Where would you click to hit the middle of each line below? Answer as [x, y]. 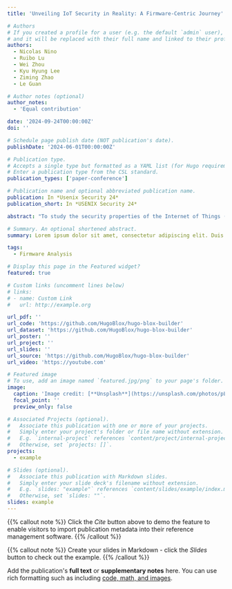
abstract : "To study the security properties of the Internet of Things [114, 216]
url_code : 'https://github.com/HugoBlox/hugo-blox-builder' [96, 324]
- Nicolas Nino [35, 52]
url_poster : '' [29, 336]
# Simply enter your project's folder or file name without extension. [116, 432]
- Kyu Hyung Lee [37, 71]
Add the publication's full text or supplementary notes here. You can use [112, 570]
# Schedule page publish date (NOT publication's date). [91, 140]
